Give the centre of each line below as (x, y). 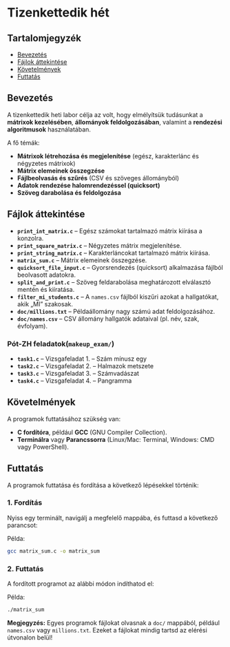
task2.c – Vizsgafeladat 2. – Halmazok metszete (85, 365)
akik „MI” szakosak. (45, 304)
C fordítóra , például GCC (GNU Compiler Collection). (92, 432)
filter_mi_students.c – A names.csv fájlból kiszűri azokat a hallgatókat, (118, 297)
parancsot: (22, 525)
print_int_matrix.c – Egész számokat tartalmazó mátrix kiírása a (110, 231)
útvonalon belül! (30, 637)
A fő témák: (23, 142)
